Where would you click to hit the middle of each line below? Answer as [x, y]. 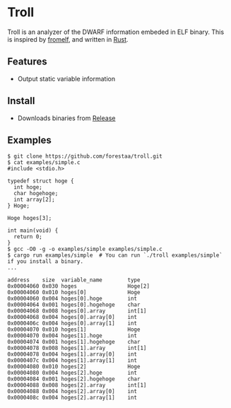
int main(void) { [33, 231]
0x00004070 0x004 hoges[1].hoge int [72, 336]
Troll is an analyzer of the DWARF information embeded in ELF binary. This [116, 32]
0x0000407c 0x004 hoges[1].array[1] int [72, 361]
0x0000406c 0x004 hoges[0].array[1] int [72, 324]
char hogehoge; [36, 194]
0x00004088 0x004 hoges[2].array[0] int [72, 392]
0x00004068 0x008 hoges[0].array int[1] [77, 311]
